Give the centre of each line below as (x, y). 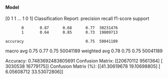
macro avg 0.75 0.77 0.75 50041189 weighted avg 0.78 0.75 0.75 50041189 (84, 51)
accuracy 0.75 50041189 (61, 42)
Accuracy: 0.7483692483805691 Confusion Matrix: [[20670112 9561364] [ (84, 61)
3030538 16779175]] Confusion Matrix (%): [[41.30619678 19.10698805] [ (83, 66)
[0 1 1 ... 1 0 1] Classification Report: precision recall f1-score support (77, 18)
